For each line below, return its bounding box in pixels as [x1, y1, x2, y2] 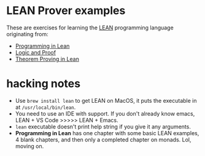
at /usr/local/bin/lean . [15, 103, 76, 111]
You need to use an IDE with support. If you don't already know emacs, [15, 110, 195, 117]
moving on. [15, 142, 44, 150]
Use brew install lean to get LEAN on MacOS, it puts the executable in [15, 97, 197, 104]
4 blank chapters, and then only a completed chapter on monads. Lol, [15, 136, 191, 143]
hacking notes [6, 77, 81, 91]
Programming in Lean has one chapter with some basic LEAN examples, [15, 129, 199, 136]
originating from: [6, 30, 48, 37]
